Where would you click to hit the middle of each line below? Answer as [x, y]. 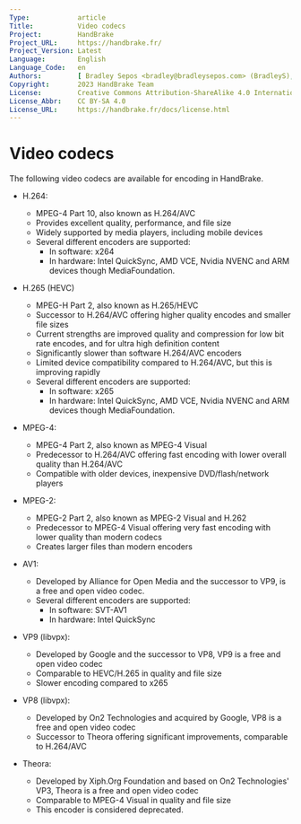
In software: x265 [82, 391]
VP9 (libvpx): [46, 637]
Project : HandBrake [62, 34]
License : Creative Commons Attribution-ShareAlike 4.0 [130, 92]
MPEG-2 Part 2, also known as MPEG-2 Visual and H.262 [141, 518]
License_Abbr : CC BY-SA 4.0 [68, 101]
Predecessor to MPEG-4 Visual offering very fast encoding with [153, 528]
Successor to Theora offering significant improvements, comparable [162, 737]
